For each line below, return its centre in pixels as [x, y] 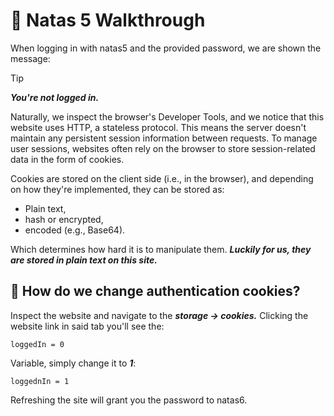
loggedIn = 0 [37, 344]
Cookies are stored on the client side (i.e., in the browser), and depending [162, 178]
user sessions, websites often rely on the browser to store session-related [163, 148]
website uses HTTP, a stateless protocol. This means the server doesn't [158, 127]
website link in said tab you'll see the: [87, 326]
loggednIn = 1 [40, 381]
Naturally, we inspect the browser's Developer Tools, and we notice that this [167, 116]
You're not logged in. [55, 97]
